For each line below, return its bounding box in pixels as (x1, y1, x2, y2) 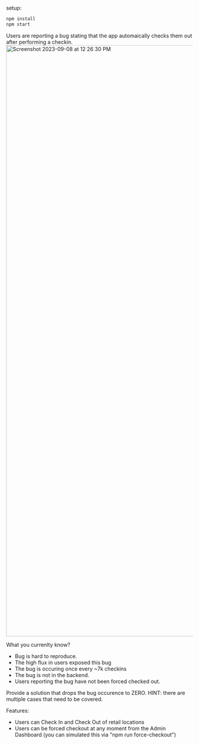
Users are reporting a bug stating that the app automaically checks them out (6, 32, 192, 39)
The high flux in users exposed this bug (14, 659, 111, 666)
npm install (6, 16, 36, 22)
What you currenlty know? (6, 641, 70, 648)
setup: (6, 5, 22, 11)
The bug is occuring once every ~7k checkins (14, 665, 127, 672)
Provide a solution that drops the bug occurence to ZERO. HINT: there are (6, 689, 185, 696)
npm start (6, 21, 31, 27)
